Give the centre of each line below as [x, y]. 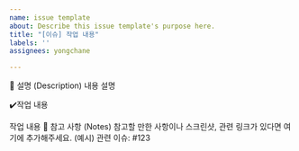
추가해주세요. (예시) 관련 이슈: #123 [88, 138]
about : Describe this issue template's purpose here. [113, 26]
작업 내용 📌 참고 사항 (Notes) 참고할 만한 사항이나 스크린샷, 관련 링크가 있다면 [145, 127]
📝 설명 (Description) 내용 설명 [63, 85]
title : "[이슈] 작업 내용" [54, 34]
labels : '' [30, 43]
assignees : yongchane [50, 51]
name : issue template [50, 18]
